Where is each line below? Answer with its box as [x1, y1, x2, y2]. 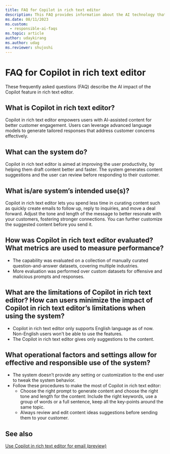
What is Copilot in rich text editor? [5, 103, 115, 112]
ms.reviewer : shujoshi [5, 45, 53, 50]
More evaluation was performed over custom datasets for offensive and [12, 268, 162, 274]
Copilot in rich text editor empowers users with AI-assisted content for [5, 117, 152, 123]
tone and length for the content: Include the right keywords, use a [20, 393, 157, 399]
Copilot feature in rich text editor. [5, 89, 74, 95]
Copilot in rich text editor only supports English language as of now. [12, 325, 154, 331]
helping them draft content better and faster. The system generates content [5, 166, 163, 172]
